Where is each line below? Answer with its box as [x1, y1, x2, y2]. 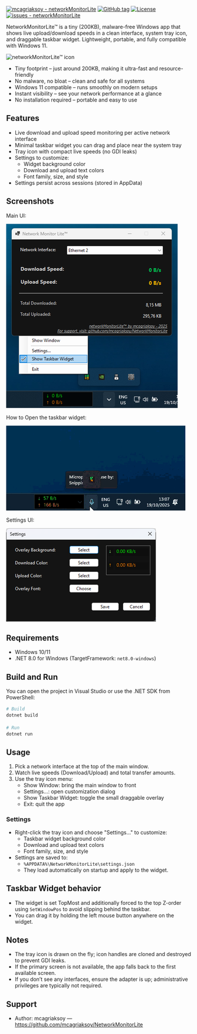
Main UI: [6, 212, 27, 219]
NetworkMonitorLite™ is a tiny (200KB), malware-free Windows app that [6, 24, 181, 30]
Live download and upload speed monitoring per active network [14, 129, 170, 136]
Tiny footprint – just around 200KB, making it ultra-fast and [14, 65, 158, 72]
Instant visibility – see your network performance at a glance [14, 90, 162, 97]
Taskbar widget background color [23, 835, 106, 842]
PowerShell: [6, 694, 35, 701]
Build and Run [6, 672, 58, 682]
